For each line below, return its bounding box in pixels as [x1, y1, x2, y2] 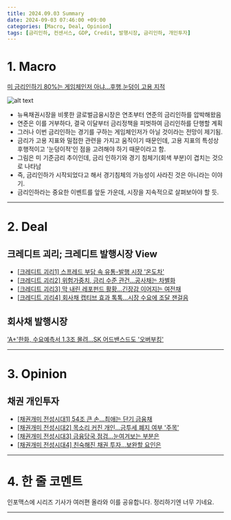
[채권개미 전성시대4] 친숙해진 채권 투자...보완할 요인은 [16, 441, 162, 448]
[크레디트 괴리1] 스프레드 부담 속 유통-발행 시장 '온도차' [16, 268, 165, 276]
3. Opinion [7, 366, 67, 382]
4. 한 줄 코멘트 [7, 474, 83, 490]
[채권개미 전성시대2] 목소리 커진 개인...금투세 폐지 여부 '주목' [16, 424, 179, 431]
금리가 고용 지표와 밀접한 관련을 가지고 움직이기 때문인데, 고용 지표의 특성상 [16, 136, 219, 145]
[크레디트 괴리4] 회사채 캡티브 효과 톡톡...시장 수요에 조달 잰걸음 [16, 293, 189, 302]
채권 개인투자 [7, 395, 60, 407]
